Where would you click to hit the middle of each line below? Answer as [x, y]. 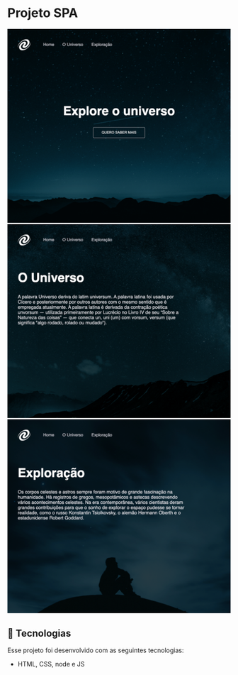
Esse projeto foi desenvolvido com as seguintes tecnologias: [96, 650]
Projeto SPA [43, 13]
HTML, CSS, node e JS [51, 664]
